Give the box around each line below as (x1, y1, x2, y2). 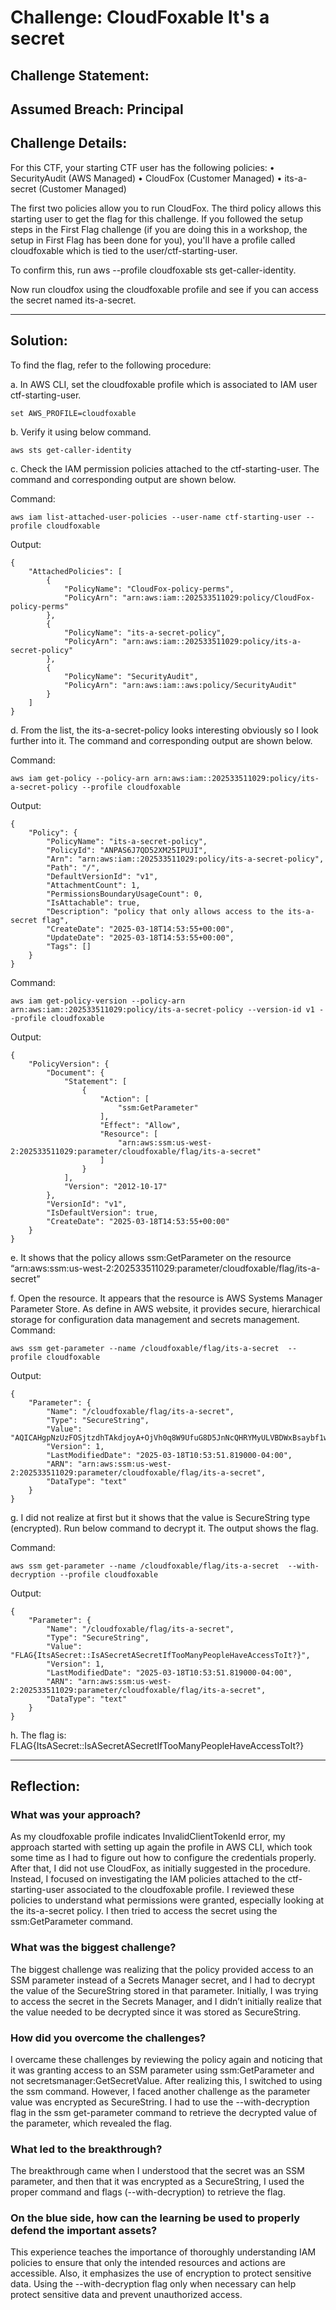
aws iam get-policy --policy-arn (10, 773, 150, 783)
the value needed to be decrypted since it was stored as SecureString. (10, 2006, 302, 2018)
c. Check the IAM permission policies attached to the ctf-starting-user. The (10, 462, 320, 475)
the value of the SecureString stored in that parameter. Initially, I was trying (10, 1984, 319, 1996)
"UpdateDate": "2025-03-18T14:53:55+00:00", (46, 932, 235, 943)
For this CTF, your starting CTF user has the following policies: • (10, 161, 275, 173)
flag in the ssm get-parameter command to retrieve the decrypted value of (10, 2106, 318, 2118)
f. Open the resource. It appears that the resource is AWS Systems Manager (10, 1292, 323, 1304)
